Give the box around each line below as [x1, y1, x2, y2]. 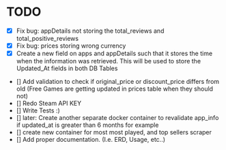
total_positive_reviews [16, 35, 79, 42]
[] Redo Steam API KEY [16, 100, 82, 108]
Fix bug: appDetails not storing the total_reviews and [16, 27, 165, 35]
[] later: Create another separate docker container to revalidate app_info [16, 114, 219, 122]
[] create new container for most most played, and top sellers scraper [16, 128, 212, 136]
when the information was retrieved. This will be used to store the [16, 57, 201, 65]
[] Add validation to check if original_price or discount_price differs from [16, 78, 220, 86]
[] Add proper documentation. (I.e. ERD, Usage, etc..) [16, 136, 165, 144]
